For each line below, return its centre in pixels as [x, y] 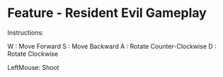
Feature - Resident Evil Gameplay [107, 13]
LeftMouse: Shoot [33, 67]
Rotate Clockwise [33, 54]
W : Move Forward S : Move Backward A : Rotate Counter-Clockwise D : [112, 46]
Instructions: [25, 32]
